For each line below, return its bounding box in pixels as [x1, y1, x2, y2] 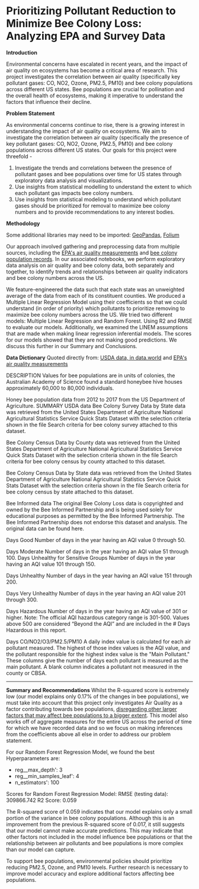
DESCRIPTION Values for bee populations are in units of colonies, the [6, 372, 175, 379]
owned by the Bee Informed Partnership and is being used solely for [6, 506, 173, 513]
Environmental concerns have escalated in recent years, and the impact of [6, 60, 188, 68]
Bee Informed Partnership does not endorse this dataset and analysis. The [6, 518, 188, 525]
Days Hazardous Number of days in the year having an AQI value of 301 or [6, 607, 188, 614]
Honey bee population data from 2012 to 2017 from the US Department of [6, 396, 185, 403]
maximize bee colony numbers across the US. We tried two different [6, 311, 173, 318]
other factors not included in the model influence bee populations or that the [6, 833, 192, 840]
